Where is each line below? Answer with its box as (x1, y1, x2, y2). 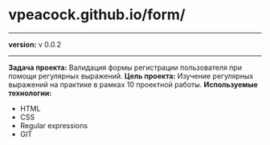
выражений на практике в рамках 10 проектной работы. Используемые (8, 79, 259, 89)
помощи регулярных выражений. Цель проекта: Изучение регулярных (8, 70, 254, 81)
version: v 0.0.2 (8, 39, 62, 49)
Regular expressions (19, 120, 88, 130)
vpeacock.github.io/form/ (8, 6, 186, 24)
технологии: (8, 88, 52, 98)
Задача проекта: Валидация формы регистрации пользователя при (8, 62, 243, 72)
